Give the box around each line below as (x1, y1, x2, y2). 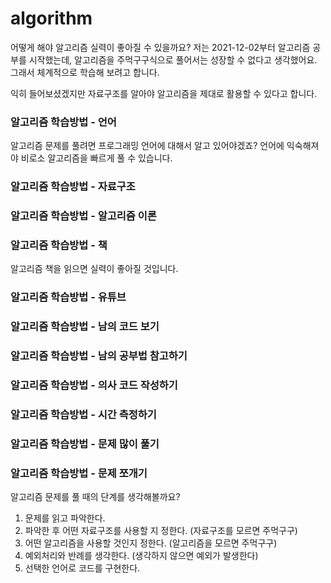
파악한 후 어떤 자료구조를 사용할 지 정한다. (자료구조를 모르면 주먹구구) (24, 525, 298, 537)
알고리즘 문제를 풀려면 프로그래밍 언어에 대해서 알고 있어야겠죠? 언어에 (10, 140, 285, 152)
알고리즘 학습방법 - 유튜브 (10, 290, 127, 304)
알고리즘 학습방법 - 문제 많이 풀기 (10, 437, 160, 451)
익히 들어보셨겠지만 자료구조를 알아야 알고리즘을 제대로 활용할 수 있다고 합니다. (10, 87, 318, 99)
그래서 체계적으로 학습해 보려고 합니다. (10, 66, 160, 78)
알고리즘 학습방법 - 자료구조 (10, 180, 136, 194)
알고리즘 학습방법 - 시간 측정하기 (10, 407, 157, 421)
